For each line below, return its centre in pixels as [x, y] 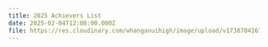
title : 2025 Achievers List [55, 16]
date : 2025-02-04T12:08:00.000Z [62, 23]
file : [17, 30]
